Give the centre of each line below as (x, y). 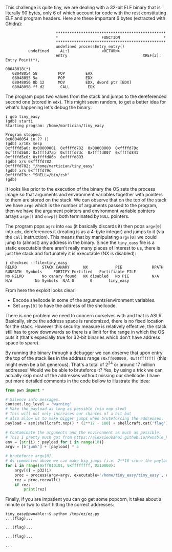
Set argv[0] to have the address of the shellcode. (65, 305)
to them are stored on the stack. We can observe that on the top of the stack (86, 200)
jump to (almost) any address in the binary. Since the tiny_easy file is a (80, 242)
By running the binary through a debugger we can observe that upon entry (84, 353)
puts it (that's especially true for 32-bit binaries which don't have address (83, 337)
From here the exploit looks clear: (40, 290)
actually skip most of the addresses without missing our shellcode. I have (83, 375)
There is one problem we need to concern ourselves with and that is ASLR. (84, 315)
